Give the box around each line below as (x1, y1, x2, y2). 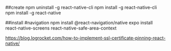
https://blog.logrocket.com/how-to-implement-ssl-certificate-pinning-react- (5, 35, 166, 41)
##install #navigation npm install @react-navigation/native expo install (5, 20, 153, 25)
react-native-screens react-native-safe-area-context (5, 25, 117, 31)
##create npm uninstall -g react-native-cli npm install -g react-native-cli (5, 5, 157, 10)
